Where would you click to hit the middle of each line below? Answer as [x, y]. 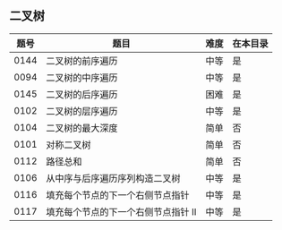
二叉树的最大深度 [82, 128]
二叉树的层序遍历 [82, 111]
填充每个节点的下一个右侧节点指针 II [121, 211]
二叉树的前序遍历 [82, 61]
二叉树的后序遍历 [82, 94]
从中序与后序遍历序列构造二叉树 [113, 178]
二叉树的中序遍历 [82, 77]
